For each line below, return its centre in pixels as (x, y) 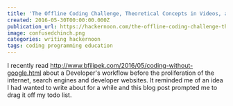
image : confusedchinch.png (46, 33)
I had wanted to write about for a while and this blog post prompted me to (112, 88)
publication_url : (32, 26)
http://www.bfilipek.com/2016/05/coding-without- (121, 65)
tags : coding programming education (60, 46)
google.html (24, 73)
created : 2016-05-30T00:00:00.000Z (59, 20)
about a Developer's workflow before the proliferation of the (129, 73)
